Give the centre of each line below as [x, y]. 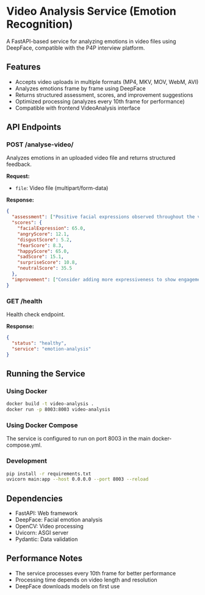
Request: [18, 176]
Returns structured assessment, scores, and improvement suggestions [104, 95]
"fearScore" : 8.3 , [41, 245]
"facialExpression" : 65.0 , [52, 229]
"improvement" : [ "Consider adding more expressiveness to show [94, 279]
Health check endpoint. [36, 314]
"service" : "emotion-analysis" [52, 349]
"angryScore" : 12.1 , [43, 234]
